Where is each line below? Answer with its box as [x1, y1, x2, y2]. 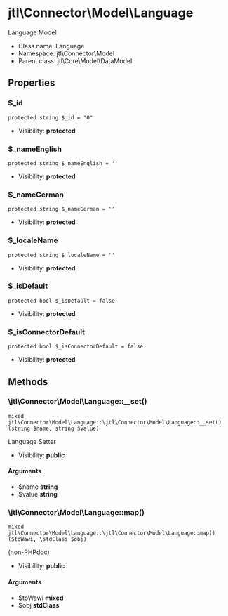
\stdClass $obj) [39, 536, 87, 543]
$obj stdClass [18, 601, 60, 609]
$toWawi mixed [18, 594, 64, 602]
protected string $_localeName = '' [8, 251, 115, 258]
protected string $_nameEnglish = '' [8, 159, 119, 166]
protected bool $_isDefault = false [8, 297, 115, 304]
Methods [8, 376, 48, 388]
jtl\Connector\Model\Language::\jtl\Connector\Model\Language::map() [8, 530, 216, 537]
